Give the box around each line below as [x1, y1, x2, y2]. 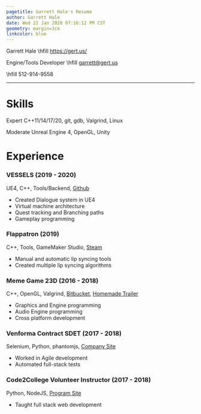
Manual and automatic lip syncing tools [14, 255, 112, 262]
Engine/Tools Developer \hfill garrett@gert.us [6, 59, 118, 66]
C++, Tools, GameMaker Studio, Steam [6, 243, 103, 251]
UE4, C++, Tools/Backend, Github [6, 184, 90, 191]
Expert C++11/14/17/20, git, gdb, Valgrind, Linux [6, 117, 123, 124]
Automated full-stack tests [14, 361, 81, 368]
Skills [6, 97, 34, 111]
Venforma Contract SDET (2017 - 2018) [6, 330, 122, 338]
